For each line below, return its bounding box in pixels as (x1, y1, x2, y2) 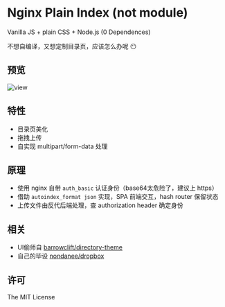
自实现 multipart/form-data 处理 (17, 142, 108, 150)
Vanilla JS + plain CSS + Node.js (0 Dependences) (7, 28, 151, 36)
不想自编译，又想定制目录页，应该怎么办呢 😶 (7, 42, 137, 50)
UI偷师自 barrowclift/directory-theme (17, 243, 123, 252)
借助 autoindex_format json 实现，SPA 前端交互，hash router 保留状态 (17, 193, 219, 201)
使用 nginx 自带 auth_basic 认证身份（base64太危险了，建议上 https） (17, 184, 218, 192)
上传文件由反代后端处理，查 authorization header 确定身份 (17, 201, 183, 209)
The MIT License (7, 293, 55, 301)
